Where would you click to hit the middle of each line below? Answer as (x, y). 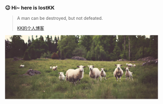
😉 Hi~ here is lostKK (30, 8)
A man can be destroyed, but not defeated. (60, 18)
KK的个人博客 (31, 28)
